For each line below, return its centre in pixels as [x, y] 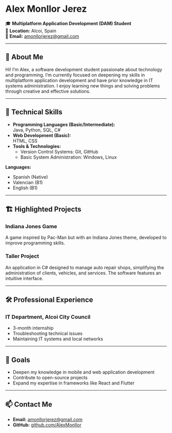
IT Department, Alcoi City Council [48, 317]
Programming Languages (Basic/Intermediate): [64, 124]
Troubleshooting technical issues [48, 334]
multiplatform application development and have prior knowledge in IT [79, 80]
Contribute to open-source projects [50, 378]
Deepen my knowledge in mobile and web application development [83, 372]
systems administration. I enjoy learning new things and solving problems [83, 85]
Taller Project [22, 256]
